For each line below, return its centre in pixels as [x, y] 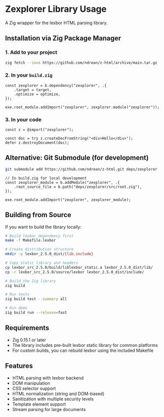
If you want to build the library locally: [43, 227]
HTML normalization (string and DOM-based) [58, 393]
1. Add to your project [31, 52]
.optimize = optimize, [37, 94]
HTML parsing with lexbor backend [48, 378]
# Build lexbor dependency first [39, 236]
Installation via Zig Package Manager [63, 38]
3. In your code [23, 120]
